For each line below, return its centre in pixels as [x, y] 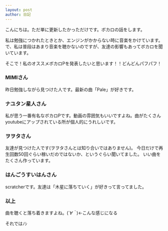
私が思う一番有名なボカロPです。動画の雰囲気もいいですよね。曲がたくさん [83, 115]
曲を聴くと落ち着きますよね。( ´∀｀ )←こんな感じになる [61, 213]
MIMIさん [17, 77]
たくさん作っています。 [29, 161]
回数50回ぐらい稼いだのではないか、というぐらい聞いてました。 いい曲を [85, 154]
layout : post [19, 10]
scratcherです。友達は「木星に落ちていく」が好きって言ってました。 [76, 187]
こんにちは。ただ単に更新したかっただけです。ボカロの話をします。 [75, 29]
